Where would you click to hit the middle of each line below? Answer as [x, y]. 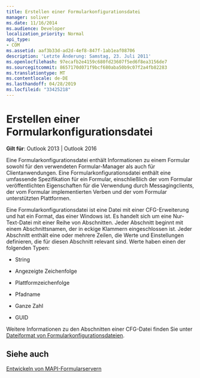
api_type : [19, 39]
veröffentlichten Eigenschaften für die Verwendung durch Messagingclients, [100, 185]
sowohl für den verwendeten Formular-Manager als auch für [81, 166]
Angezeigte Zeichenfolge [46, 271]
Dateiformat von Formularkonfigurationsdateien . [65, 335]
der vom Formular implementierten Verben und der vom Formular [87, 191]
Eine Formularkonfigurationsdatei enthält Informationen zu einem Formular [98, 160]
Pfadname [28, 294]
